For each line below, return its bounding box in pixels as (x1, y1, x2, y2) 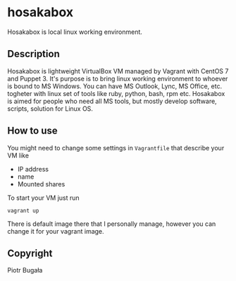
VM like (7, 151, 30, 160)
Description (7, 48, 60, 60)
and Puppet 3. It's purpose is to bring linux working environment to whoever (7, 74, 228, 83)
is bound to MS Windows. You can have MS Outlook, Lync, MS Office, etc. (7, 82, 223, 90)
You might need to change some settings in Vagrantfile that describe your (7, 143, 225, 152)
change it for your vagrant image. (7, 227, 104, 235)
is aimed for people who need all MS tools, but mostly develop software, (7, 97, 217, 105)
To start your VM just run (7, 193, 80, 202)
